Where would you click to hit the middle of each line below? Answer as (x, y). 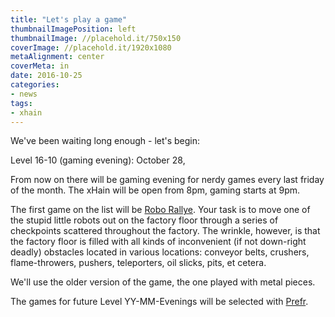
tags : (21, 103)
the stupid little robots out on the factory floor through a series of (144, 220)
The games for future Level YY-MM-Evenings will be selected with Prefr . (159, 302)
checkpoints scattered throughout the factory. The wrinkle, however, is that (165, 231)
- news (24, 94)
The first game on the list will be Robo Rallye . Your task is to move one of (160, 210)
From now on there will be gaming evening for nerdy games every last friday (167, 180)
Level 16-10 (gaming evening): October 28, (98, 160)
